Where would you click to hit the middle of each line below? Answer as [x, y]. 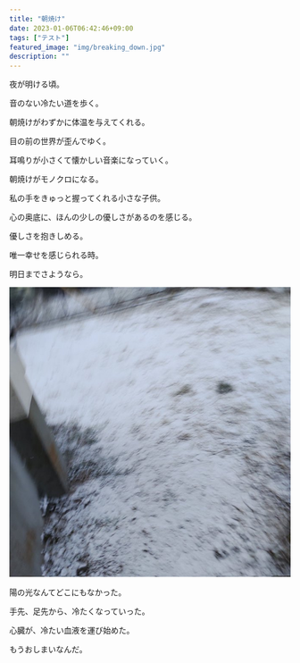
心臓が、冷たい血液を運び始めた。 [72, 630]
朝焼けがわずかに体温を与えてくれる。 [79, 122]
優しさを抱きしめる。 [48, 236]
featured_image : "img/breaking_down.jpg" [87, 47]
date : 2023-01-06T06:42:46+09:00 [71, 28]
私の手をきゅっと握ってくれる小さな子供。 [87, 198]
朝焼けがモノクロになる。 [56, 180]
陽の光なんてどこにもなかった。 [68, 592]
